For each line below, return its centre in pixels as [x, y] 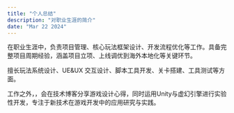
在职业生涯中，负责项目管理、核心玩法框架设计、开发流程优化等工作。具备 [114, 47]
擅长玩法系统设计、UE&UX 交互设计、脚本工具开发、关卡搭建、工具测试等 [113, 71]
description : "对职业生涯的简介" [52, 20]
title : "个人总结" [32, 14]
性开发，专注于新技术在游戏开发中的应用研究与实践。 [84, 103]
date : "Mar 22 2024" [37, 26]
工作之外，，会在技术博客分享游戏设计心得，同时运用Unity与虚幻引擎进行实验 [117, 94]
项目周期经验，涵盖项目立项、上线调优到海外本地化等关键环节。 [104, 55]
